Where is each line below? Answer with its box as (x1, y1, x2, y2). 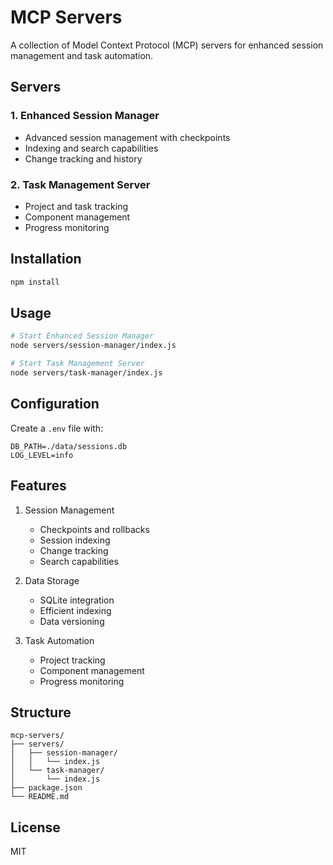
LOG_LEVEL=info (10, 450, 74, 460)
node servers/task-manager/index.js (10, 368, 163, 378)
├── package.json (10, 783, 83, 793)
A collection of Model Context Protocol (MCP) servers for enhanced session (10, 39, 324, 51)
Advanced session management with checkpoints (24, 131, 231, 143)
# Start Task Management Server (10, 359, 145, 369)
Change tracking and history (24, 152, 143, 165)
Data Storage (24, 574, 80, 586)
